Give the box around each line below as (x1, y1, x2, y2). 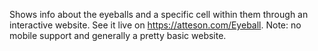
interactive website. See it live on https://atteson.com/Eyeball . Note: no (9, 19, 302, 31)
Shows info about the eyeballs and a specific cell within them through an (9, 9, 309, 20)
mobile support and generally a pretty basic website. (9, 30, 227, 41)
